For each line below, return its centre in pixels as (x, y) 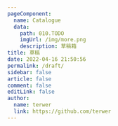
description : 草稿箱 (48, 46)
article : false (29, 79)
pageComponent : (29, 14)
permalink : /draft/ (36, 66)
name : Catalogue (37, 20)
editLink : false (31, 92)
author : (19, 99)
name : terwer (33, 105)
